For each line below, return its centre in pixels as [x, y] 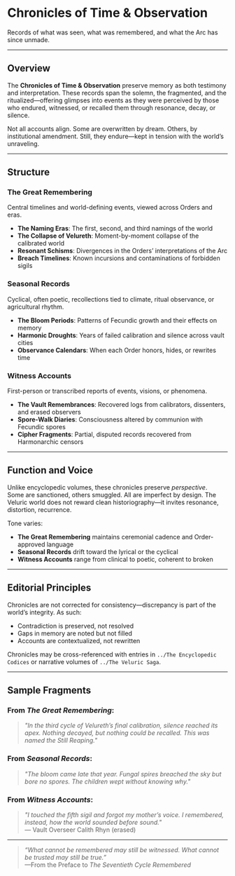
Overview [29, 68]
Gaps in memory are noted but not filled [75, 633]
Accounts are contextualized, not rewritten [79, 640]
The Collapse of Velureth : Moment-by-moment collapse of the [108, 236]
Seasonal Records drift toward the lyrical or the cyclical [98, 551]
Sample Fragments [49, 690]
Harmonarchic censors [50, 442]
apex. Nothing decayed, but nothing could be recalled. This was [117, 733]
